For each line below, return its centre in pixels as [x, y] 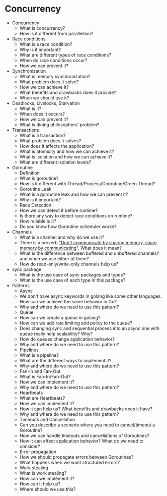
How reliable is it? [38, 221]
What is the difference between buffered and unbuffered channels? [89, 253]
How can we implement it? [47, 478]
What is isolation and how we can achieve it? [66, 156]
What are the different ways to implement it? [65, 360]
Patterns [21, 285]
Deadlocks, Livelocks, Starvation [46, 103]
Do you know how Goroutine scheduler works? [68, 226]
